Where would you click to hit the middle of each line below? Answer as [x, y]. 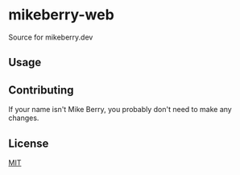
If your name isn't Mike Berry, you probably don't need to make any [120, 110]
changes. [24, 118]
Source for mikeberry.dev [51, 37]
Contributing [41, 90]
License [29, 143]
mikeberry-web [61, 15]
